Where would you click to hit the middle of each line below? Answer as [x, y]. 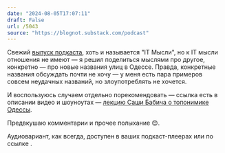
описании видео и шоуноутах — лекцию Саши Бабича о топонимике [108, 102]
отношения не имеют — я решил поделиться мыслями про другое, [106, 60]
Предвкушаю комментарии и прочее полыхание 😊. [84, 123]
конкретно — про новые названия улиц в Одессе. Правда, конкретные [111, 67]
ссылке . [20, 144]
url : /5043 [23, 26]
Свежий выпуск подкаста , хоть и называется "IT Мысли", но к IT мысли [113, 52]
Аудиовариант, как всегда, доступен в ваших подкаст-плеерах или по [110, 136]
